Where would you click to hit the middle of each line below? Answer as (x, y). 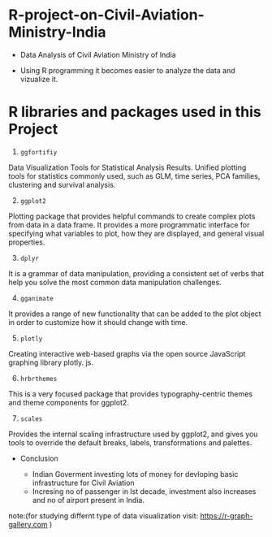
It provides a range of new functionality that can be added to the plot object (135, 314)
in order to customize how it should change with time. (98, 322)
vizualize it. (39, 79)
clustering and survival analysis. (62, 184)
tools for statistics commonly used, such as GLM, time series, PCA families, (134, 175)
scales (31, 419)
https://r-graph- (227, 515)
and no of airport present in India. (88, 500)
